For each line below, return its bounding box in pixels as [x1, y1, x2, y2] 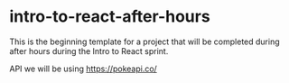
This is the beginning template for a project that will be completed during [9, 36, 280, 47]
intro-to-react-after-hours [9, 6, 210, 27]
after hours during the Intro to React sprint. [9, 45, 169, 56]
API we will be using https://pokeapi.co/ [9, 63, 158, 74]
